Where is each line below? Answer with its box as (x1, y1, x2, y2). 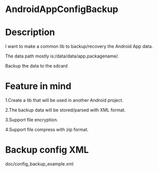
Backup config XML (5, 144, 89, 156)
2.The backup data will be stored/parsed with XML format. (5, 107, 126, 113)
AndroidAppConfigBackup (5, 4, 118, 15)
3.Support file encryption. (5, 117, 59, 123)
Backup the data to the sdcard (5, 63, 68, 69)
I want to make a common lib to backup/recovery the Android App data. (5, 43, 153, 49)
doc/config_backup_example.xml (5, 161, 74, 167)
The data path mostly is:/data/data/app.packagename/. (5, 53, 119, 59)
